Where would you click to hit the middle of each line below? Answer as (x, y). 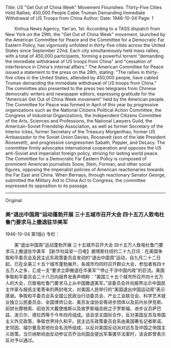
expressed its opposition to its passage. (47, 186)
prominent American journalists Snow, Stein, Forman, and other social (78, 164)
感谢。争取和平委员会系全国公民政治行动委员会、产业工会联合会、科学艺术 (83, 296)
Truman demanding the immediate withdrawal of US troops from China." (81, 83)
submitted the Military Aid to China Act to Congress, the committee (76, 180)
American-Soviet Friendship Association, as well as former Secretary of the (84, 126)
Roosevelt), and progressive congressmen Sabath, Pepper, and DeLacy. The (85, 142)
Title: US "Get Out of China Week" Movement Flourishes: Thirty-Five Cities (83, 7)
